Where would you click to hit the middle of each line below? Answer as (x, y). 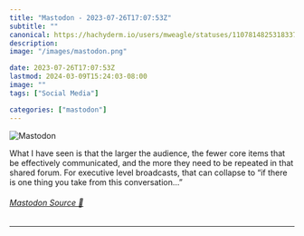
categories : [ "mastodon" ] (58, 110)
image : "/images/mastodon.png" (68, 52)
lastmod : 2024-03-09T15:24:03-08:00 (78, 77)
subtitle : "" (34, 26)
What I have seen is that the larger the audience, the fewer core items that (147, 153)
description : (34, 43)
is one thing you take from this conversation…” (96, 182)
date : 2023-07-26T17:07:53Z (62, 68)
